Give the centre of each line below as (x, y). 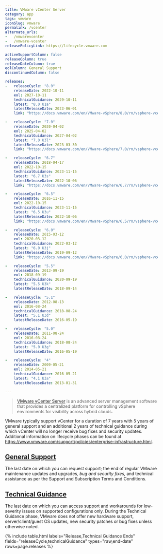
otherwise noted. (22, 527)
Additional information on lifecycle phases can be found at (63, 436)
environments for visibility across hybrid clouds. (65, 411)
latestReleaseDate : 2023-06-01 (45, 109)
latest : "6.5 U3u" (32, 212)
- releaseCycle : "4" (28, 360)
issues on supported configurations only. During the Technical (84, 511)
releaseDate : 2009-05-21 (39, 365)
